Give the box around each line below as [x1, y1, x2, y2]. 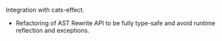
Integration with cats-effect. [5, 6, 85, 14]
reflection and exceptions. [15, 27, 90, 34]
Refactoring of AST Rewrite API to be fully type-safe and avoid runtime [15, 19, 216, 27]
